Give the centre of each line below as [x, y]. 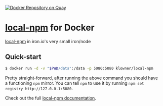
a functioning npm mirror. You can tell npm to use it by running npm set [75, 83]
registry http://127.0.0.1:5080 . [39, 88]
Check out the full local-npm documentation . [51, 98]
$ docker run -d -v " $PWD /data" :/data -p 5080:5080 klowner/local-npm [79, 68]
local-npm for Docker [50, 28]
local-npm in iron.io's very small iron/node [48, 41]
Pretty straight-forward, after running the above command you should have [81, 78]
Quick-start [23, 57]
